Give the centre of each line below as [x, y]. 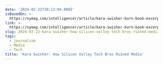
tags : [10, 37]
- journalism [23, 41]
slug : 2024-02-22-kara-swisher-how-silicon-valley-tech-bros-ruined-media [82, 32]
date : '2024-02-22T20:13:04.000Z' [40, 9]
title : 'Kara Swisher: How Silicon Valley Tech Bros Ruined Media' [75, 54]
